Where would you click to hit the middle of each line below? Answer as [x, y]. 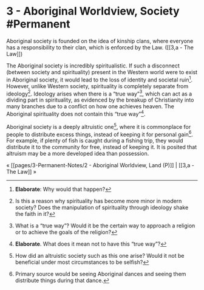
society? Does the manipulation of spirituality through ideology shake [102, 207]
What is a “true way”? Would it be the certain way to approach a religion [105, 226]
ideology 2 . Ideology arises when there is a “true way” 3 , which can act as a [99, 93]
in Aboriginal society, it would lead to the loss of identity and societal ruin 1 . [100, 79]
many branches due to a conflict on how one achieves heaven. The [90, 106]
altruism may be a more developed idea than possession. [78, 154]
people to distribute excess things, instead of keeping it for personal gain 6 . [100, 134]
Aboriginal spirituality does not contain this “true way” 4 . [76, 113]
